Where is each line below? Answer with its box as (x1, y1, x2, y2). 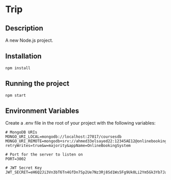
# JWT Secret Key (5, 165, 42, 171)
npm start (5, 93, 26, 98)
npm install (5, 65, 31, 71)
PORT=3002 (5, 157, 26, 162)
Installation (5, 52, 42, 61)
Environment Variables (5, 107, 79, 115)
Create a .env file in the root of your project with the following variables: (5, 120, 156, 126)
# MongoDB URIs (5, 130, 38, 135)
